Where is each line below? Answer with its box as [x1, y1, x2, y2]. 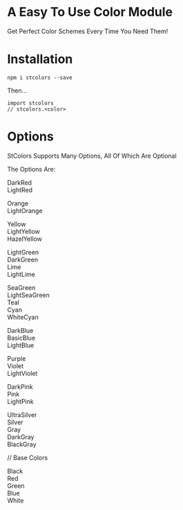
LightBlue [7, 340, 35, 349]
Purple [7, 354, 26, 363]
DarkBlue [7, 326, 34, 334]
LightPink [7, 397, 35, 406]
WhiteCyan [7, 313, 39, 321]
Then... [7, 86, 28, 94]
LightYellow [7, 227, 40, 235]
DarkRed [7, 178, 32, 187]
